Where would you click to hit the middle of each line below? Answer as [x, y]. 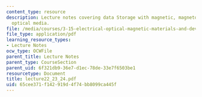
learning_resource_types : [38, 40]
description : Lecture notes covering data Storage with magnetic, [91, 17]
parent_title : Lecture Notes [43, 57]
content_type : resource [36, 12]
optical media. [31, 23]
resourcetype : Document [36, 74]
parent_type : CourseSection [41, 62]
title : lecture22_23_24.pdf [41, 79]
